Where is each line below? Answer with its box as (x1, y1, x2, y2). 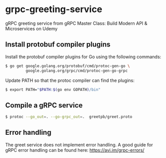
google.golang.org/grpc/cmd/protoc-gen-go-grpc (25, 68, 128, 73)
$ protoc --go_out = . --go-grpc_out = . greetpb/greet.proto (5, 115, 133, 120)
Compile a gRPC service (5, 101, 83, 110)
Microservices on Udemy (5, 25, 58, 31)
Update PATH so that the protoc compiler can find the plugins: (5, 77, 135, 83)
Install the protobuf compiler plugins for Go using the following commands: (5, 54, 161, 60)
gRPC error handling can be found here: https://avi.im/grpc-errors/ (5, 147, 145, 153)
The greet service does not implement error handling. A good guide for (5, 141, 153, 147)
